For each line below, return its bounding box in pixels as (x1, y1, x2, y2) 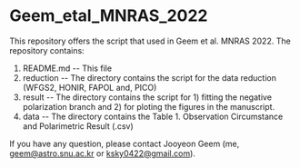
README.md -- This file (22, 63, 112, 74)
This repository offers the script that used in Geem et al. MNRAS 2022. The (9, 35, 291, 46)
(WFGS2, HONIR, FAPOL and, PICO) (22, 82, 157, 93)
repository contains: (9, 44, 85, 55)
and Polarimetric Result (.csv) (22, 120, 134, 132)
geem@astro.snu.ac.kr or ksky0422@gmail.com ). (9, 147, 195, 159)
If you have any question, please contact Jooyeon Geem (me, (9, 138, 240, 149)
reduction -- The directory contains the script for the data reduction (22, 72, 277, 83)
